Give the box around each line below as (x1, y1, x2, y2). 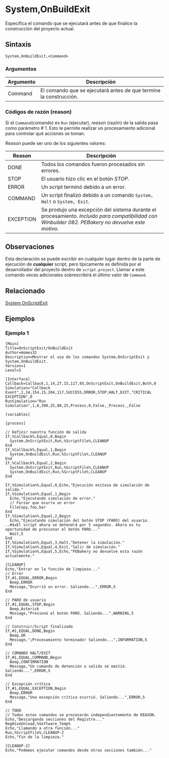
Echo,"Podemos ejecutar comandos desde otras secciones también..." (5, 747, 152, 753)
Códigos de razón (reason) (5, 108, 72, 115)
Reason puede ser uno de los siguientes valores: (5, 140, 107, 146)
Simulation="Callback (5, 385, 51, 390)
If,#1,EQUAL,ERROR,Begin (5, 575, 57, 580)
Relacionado (5, 286, 45, 295)
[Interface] (5, 376, 30, 382)
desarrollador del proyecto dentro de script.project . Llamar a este (5, 267, 145, 273)
